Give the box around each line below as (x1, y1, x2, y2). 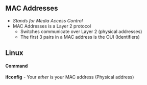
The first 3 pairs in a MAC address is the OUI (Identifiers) (20, 34, 140, 40)
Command (5, 63, 28, 69)
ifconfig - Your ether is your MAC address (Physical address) (5, 74, 134, 80)
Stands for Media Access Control (12, 17, 83, 23)
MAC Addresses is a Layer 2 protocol (12, 23, 91, 29)
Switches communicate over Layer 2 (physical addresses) (20, 28, 142, 35)
